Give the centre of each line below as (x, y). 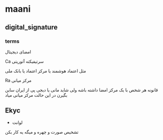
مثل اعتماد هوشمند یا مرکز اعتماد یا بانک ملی (46, 71)
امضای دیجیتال (18, 52)
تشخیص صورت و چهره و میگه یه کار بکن (42, 132)
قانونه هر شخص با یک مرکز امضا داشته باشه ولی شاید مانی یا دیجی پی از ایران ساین (81, 90)
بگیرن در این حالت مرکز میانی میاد (36, 95)
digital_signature (31, 27)
